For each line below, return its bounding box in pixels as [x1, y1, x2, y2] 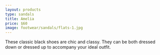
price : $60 [5, 21, 28, 26]
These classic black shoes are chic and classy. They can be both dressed [5, 39, 156, 45]
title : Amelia [5, 16, 35, 21]
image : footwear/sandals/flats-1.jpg [5, 26, 83, 30]
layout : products [5, 7, 41, 12]
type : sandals [5, 12, 35, 17]
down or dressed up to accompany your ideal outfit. [5, 44, 111, 50]
